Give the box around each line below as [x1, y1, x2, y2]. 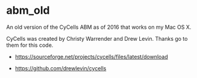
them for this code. [6, 41, 54, 49]
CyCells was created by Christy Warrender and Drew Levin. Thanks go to [6, 35, 188, 42]
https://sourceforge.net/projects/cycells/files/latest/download [14, 53, 168, 60]
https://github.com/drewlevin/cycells [14, 64, 107, 72]
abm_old [6, 4, 50, 17]
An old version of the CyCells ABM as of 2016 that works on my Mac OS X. [6, 23, 192, 31]
